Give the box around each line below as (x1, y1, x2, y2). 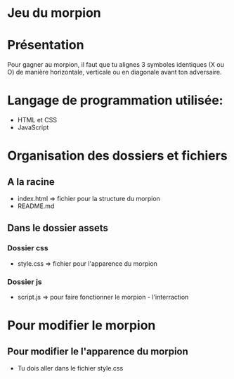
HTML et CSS (17, 116, 58, 124)
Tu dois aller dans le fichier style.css (17, 364, 124, 373)
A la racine (7, 176, 55, 188)
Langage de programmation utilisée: (7, 93, 223, 108)
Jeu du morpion (7, 5, 101, 21)
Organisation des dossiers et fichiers (7, 148, 228, 164)
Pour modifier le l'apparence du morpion (7, 345, 188, 357)
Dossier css (7, 243, 48, 253)
